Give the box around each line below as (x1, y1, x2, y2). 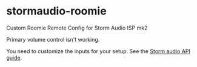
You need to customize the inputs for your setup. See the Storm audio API (6, 47, 191, 55)
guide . (6, 54, 22, 61)
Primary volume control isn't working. (6, 36, 100, 43)
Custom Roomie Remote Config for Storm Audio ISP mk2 (6, 24, 148, 31)
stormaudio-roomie (6, 4, 107, 18)
